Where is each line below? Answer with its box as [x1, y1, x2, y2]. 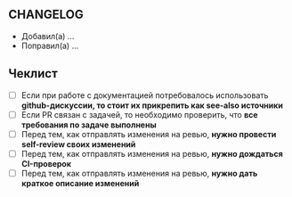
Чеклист [8, 66, 59, 81]
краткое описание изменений [20, 177, 140, 188]
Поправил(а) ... [20, 40, 79, 51]
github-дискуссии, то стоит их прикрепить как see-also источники [20, 100, 284, 111]
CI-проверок [20, 158, 72, 168]
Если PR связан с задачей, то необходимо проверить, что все [20, 109, 259, 119]
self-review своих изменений [20, 138, 136, 150]
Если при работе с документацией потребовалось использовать [20, 89, 269, 101]
